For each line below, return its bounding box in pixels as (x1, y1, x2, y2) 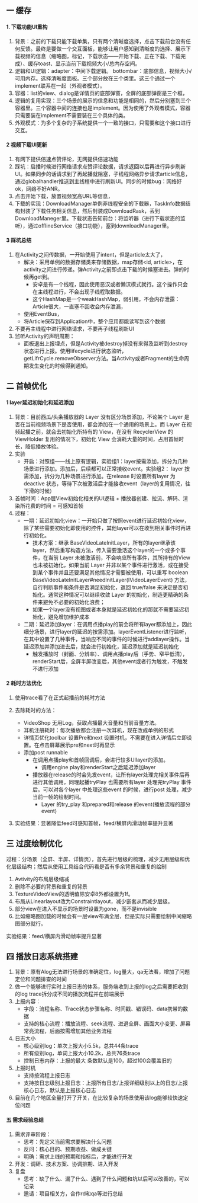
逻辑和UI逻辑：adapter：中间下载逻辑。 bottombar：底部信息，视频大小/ (14, 67, 192, 74)
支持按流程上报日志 (23, 1072, 71, 1079)
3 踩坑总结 (6, 236, 32, 244)
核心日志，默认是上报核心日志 (23, 1087, 96, 1094)
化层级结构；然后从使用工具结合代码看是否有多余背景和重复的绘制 (6, 863, 167, 870)
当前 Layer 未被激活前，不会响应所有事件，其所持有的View (48, 553, 191, 561)
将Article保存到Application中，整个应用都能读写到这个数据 (23, 318, 165, 325)
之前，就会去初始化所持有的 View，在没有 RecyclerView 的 (30, 428, 173, 435)
